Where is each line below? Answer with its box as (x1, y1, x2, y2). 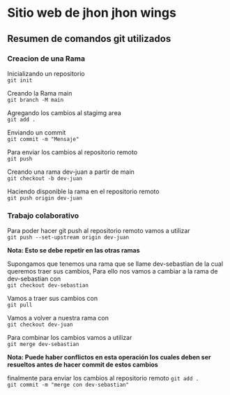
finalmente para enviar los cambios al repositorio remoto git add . (7, 374, 199, 382)
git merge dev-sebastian (7, 341, 79, 348)
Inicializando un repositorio (7, 69, 85, 77)
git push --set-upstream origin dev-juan (7, 234, 130, 241)
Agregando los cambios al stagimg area (7, 108, 122, 117)
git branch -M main (7, 96, 64, 103)
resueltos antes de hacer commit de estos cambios (7, 361, 158, 369)
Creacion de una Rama (7, 54, 86, 64)
